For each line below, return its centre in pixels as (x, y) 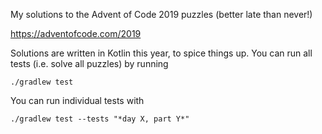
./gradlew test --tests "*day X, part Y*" (100, 119)
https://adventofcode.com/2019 (76, 33)
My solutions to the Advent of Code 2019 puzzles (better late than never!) (161, 14)
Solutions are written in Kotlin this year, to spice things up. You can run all (161, 53)
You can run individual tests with (77, 100)
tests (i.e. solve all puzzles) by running (89, 63)
